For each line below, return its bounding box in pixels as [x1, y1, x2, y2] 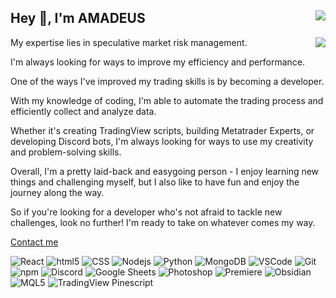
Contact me [10, 236, 59, 248]
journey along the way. [10, 186, 105, 198]
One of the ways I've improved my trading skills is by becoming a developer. [10, 75, 325, 87]
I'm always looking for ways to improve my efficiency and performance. [10, 56, 306, 68]
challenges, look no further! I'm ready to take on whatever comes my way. [10, 216, 316, 228]
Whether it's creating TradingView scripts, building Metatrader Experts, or [10, 124, 315, 136]
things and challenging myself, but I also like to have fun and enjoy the [10, 176, 300, 188]
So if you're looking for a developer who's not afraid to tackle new [10, 206, 283, 218]
